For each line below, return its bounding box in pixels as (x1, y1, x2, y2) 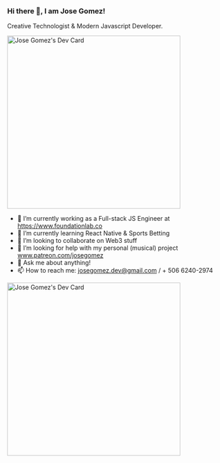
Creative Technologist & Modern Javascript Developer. (7, 22, 163, 30)
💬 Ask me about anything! (17, 259, 91, 267)
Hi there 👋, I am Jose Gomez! (7, 6, 106, 16)
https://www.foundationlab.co (17, 221, 102, 230)
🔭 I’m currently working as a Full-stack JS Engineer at (17, 215, 170, 223)
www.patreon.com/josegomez (17, 251, 104, 260)
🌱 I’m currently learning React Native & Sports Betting (17, 229, 170, 237)
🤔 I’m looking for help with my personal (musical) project (17, 244, 178, 252)
